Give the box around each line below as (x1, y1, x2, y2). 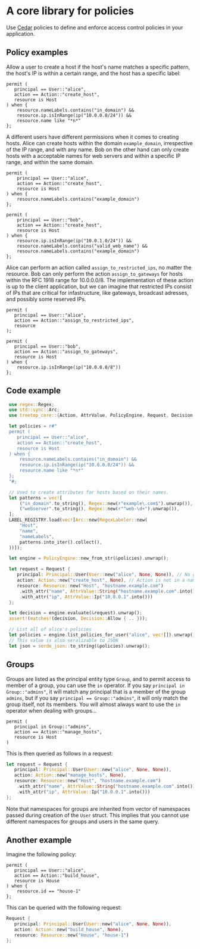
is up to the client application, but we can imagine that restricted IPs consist (6, 283, 192, 290)
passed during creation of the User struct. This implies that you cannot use (6, 811, 189, 819)
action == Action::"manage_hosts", (14, 729, 102, 735)
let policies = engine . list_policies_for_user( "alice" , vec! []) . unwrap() (8, 632, 196, 638)
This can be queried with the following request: (6, 904, 122, 911)
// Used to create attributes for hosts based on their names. (8, 489, 169, 495)
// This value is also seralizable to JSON (8, 637, 118, 644)
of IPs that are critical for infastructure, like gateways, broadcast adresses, (6, 289, 189, 296)
